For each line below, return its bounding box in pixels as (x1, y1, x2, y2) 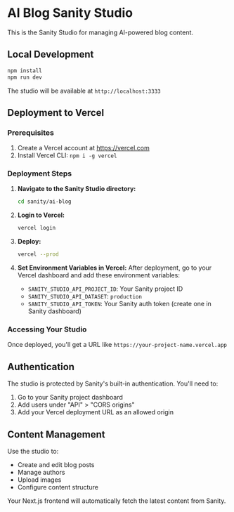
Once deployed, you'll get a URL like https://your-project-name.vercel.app (7, 341, 227, 349)
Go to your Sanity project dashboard (17, 393, 123, 402)
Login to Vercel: (17, 211, 65, 219)
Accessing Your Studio (7, 324, 87, 334)
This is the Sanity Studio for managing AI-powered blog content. (7, 28, 194, 37)
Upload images (17, 475, 62, 484)
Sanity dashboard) (27, 307, 82, 315)
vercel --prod (17, 251, 59, 258)
